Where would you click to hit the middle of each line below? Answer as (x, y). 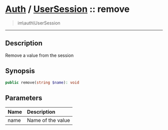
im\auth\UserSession (39, 23)
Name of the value (48, 121)
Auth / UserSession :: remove (67, 9)
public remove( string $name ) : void (42, 82)
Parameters (24, 98)
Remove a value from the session (39, 55)
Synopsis (20, 71)
